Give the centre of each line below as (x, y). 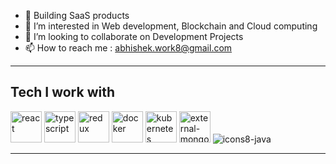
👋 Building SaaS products (77, 15)
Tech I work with (62, 92)
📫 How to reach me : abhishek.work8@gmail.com (128, 48)
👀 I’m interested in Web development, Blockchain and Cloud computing (171, 26)
